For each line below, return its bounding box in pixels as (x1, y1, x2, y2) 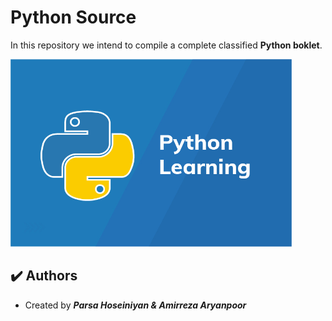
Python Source (10, 6, 137, 29)
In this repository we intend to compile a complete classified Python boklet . (10, 39, 323, 51)
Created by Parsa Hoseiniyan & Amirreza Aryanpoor (24, 299, 247, 311)
